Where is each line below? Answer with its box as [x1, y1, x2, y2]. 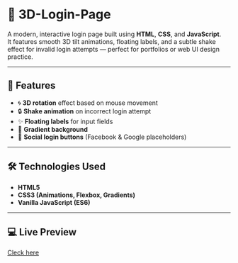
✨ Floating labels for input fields [17, 117, 113, 125]
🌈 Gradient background [17, 125, 89, 133]
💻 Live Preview [7, 226, 76, 238]
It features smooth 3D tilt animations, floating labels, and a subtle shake [7, 37, 216, 45]
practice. [7, 52, 33, 61]
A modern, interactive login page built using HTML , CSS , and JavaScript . [7, 30, 222, 38]
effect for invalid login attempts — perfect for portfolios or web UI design [7, 45, 220, 53]
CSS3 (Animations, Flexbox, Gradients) [17, 191, 136, 199]
